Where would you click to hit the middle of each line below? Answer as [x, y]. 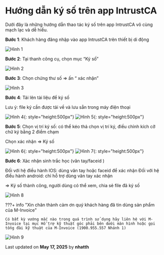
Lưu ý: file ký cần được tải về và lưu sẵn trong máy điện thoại [68, 107]
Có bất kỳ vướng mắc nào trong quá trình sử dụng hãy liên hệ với [76, 219]
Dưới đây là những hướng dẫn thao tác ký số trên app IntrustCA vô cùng [79, 24]
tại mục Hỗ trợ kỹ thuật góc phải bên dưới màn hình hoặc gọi [89, 224]
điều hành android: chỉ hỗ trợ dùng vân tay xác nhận [59, 176]
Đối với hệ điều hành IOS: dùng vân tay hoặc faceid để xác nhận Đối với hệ [82, 170]
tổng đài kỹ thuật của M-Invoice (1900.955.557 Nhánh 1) [66, 228]
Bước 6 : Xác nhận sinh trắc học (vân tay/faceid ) [55, 161]
